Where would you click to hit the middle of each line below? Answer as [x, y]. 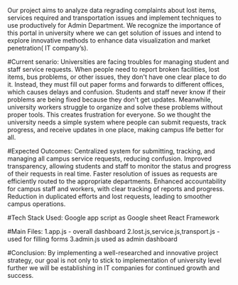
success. [21, 275]
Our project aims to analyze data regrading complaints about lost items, [112, 10]
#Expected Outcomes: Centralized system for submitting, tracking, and [111, 151]
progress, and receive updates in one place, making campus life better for [115, 130]
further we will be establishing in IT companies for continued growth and [114, 268]
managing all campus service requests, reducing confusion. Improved [109, 158]
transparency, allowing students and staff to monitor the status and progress [119, 166]
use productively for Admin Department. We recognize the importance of [114, 25]
